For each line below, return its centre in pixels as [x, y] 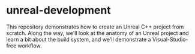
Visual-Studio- [170, 39]
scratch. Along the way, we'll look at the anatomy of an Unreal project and [97, 33]
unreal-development [58, 10]
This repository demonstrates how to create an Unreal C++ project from [95, 27]
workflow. [30, 46]
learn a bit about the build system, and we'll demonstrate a [79, 39]
